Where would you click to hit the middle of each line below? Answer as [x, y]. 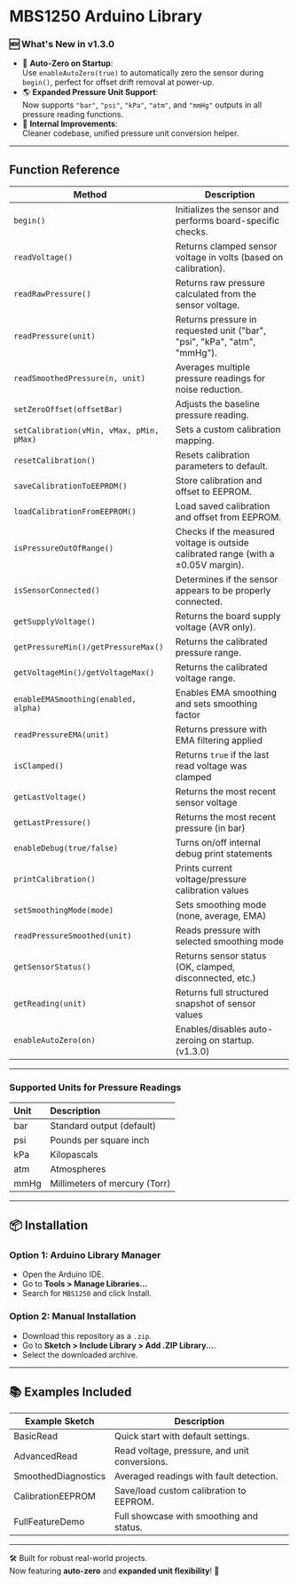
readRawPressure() [52, 294]
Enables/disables [211, 1030]
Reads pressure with [218, 930]
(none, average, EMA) [221, 916]
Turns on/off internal [218, 843]
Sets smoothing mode [221, 905]
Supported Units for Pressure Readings [95, 1087]
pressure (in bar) [210, 828]
